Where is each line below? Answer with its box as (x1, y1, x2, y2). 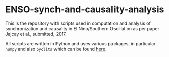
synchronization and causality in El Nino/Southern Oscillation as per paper (5, 25, 160, 31)
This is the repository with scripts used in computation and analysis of (5, 20, 151, 26)
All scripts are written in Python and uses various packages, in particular (5, 40, 156, 46)
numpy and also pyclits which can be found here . (5, 46, 107, 52)
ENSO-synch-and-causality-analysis (5, 4, 164, 15)
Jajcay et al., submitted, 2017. (5, 31, 67, 37)
